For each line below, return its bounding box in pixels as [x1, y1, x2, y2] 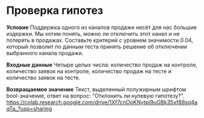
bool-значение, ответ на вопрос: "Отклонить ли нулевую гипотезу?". [6, 92, 185, 99]
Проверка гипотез [6, 4, 103, 18]
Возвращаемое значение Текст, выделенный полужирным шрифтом [6, 85, 186, 93]
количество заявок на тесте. [6, 74, 81, 81]
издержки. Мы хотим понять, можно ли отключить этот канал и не [6, 30, 180, 37]
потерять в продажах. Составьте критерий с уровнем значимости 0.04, [6, 36, 193, 44]
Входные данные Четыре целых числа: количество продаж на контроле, [6, 61, 198, 68]
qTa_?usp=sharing [6, 105, 52, 112]
